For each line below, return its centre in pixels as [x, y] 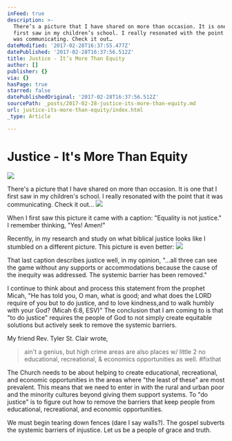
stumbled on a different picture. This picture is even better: [91, 247]
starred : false [29, 91]
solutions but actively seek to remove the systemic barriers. [92, 325]
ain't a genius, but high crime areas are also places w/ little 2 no [115, 351]
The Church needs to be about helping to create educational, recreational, [113, 372]
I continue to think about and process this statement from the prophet [106, 288]
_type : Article [29, 116]
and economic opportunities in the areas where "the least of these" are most [116, 379]
